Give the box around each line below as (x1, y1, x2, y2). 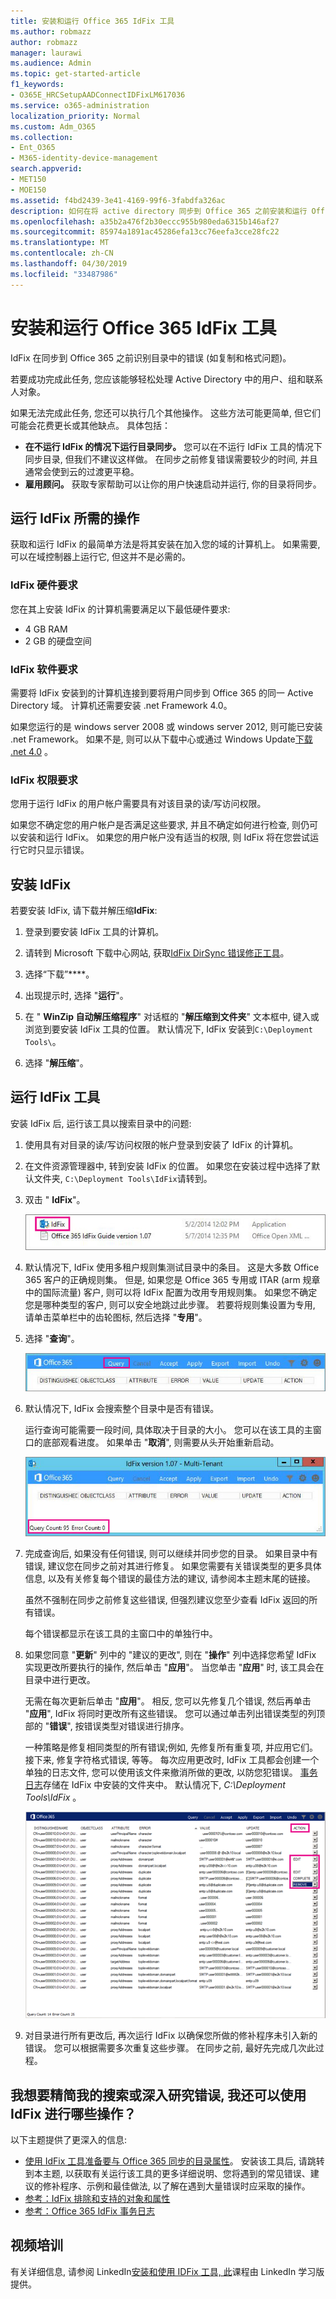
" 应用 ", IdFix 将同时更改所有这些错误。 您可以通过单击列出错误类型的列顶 (24, 1707, 326, 1719)
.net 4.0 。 (10, 745, 54, 757)
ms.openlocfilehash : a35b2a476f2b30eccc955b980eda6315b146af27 (10, 216, 280, 227)
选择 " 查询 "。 (24, 1333, 80, 1344)
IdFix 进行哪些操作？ (10, 2105, 137, 2122)
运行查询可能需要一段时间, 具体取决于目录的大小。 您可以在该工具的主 (24, 1424, 313, 1436)
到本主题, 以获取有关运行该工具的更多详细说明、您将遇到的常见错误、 (24, 2168, 311, 2180)
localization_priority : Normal (10, 111, 141, 121)
